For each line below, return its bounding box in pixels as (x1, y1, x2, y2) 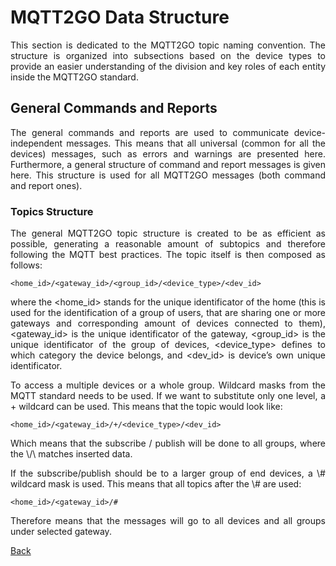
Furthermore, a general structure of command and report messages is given (10, 158, 326, 170)
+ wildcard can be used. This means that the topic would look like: (10, 401, 283, 413)
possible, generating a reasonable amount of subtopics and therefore (10, 238, 326, 250)
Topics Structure (10, 204, 94, 218)
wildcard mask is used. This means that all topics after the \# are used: (10, 478, 302, 490)
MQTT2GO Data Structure (10, 6, 230, 29)
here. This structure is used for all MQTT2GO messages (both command (10, 169, 326, 181)
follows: (10, 259, 43, 271)
